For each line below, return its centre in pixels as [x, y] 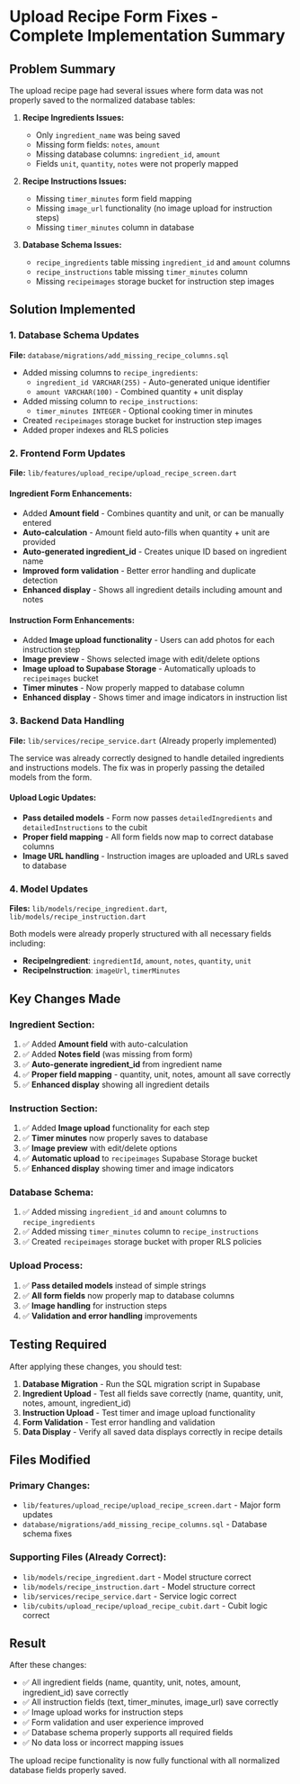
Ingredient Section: [52, 1024]
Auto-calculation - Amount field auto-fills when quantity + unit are [146, 532]
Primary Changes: [50, 1485]
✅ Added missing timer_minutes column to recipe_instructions [141, 1232]
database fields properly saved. [68, 1770]
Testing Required [58, 1345]
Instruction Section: [54, 1108]
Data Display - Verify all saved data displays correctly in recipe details [152, 1431]
